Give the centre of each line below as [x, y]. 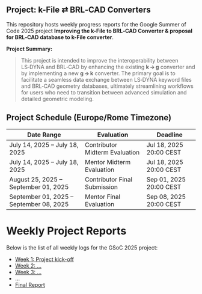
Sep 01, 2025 [166, 179]
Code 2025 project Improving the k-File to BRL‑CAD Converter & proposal [99, 31]
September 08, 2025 [39, 204]
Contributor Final [109, 179]
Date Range [44, 135]
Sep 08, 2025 [166, 197]
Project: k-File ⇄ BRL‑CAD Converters [79, 10]
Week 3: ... [28, 272]
